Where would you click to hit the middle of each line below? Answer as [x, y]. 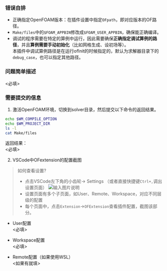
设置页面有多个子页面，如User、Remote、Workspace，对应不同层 [93, 194]
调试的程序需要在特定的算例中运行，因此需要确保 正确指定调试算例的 [82, 39]
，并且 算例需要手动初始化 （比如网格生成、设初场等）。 [73, 45]
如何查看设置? [32, 171]
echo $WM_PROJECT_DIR [28, 124]
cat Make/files [21, 133]
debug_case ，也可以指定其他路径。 [48, 57]
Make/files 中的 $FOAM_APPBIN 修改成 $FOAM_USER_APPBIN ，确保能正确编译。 [87, 32]
